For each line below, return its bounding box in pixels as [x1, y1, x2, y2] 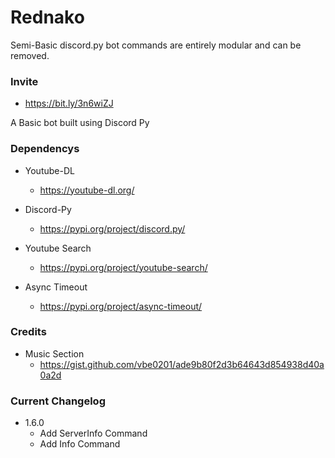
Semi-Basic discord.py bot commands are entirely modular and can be [10, 39, 302, 51]
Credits [10, 325, 47, 339]
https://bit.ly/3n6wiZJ [24, 97, 114, 110]
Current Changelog [10, 394, 106, 408]
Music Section [24, 347, 85, 360]
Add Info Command [39, 438, 121, 450]
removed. [10, 49, 50, 61]
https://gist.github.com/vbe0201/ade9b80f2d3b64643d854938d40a [39, 358, 325, 370]
